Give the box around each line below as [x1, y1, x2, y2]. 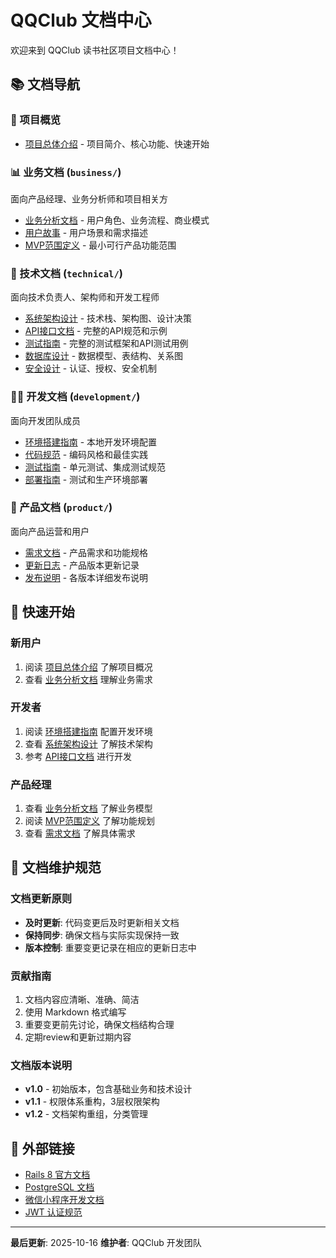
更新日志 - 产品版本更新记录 [24, 559, 140, 571]
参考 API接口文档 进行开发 [24, 750, 133, 762]
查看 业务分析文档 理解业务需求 [24, 673, 153, 685]
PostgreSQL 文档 [24, 1181, 95, 1193]
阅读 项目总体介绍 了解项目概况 [24, 661, 153, 673]
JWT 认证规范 [24, 1206, 83, 1218]
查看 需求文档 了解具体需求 [24, 827, 136, 840]
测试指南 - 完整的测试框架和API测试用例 [24, 337, 189, 350]
